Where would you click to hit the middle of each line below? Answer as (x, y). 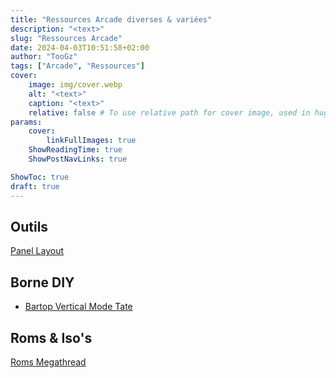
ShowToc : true (40, 177)
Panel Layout (37, 251)
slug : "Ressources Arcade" (66, 38)
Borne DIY (42, 282)
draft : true (35, 186)
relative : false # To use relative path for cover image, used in (169, 112)
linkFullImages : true (91, 141)
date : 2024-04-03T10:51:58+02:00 (80, 47)
